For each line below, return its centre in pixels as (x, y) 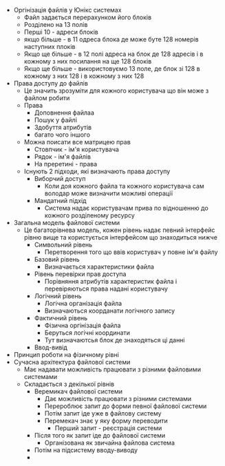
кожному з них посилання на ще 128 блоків (88, 61)
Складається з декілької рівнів (69, 384)
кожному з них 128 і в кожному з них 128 (84, 76)
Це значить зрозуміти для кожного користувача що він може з (116, 90)
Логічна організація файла (83, 303)
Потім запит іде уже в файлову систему (103, 413)
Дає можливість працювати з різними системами (118, 399)
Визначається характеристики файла (99, 266)
